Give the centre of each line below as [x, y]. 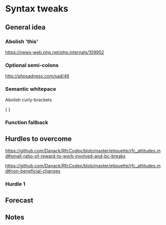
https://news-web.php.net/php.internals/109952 [55, 52]
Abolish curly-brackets [29, 100]
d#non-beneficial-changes [33, 171]
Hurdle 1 [15, 184]
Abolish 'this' [22, 41]
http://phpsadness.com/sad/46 [37, 76]
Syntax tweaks [37, 9]
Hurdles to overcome [38, 139]
